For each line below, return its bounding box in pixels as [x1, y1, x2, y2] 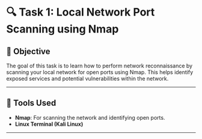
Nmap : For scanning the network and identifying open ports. [14, 114, 165, 121]
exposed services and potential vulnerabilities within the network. [6, 75, 169, 82]
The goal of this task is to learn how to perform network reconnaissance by [6, 62, 193, 69]
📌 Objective [6, 46, 50, 57]
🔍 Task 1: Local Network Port [6, 5, 155, 19]
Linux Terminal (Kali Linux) [14, 120, 84, 128]
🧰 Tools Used [6, 98, 57, 108]
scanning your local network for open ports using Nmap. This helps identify [6, 69, 194, 76]
